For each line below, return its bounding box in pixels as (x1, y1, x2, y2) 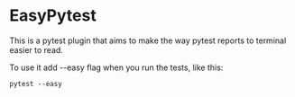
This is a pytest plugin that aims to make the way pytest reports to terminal (9, 35, 287, 46)
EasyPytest (9, 5, 97, 26)
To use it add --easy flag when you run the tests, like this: (9, 62, 224, 73)
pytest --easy (9, 79, 63, 88)
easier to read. (9, 44, 63, 55)
